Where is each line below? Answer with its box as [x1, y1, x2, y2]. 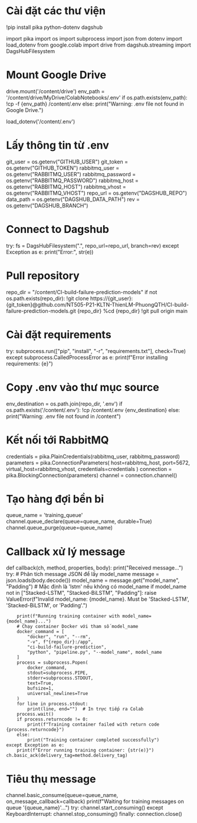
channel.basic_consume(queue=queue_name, [6, 792, 119, 799]
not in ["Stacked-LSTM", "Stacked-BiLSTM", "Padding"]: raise [6, 590, 157, 597]
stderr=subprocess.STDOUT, [27, 675, 94, 682]
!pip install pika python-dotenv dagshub [6, 24, 103, 31]
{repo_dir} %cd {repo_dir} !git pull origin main [77, 307, 188, 314]
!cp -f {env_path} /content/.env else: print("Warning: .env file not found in [6, 100, 184, 107]
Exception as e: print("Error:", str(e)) [6, 248, 94, 255]
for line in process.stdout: [17, 701, 88, 707]
